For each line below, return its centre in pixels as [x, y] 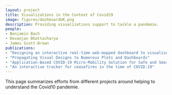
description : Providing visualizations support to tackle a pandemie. [82, 24]
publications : [20, 48]
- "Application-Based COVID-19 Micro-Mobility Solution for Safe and [81, 62]
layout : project [23, 10]
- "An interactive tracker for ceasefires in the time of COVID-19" [80, 67]
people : [14, 29]
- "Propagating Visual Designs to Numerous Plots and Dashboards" [78, 57]
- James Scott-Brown [27, 43]
